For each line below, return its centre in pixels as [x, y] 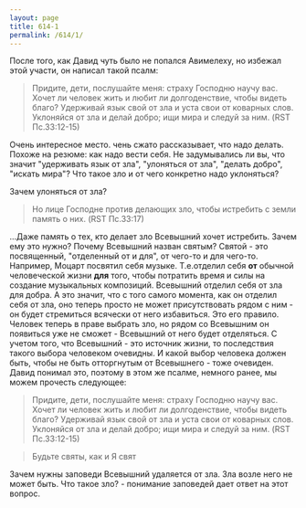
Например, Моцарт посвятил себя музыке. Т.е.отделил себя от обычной [152, 266]
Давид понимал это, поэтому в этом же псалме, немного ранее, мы [143, 373]
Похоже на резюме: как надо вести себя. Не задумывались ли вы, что [148, 154]
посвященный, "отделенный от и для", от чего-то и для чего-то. [134, 256]
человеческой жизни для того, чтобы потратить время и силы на [137, 276]
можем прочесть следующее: [68, 382]
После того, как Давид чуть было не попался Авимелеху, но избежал [145, 61]
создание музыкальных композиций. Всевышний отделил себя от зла [146, 285]
